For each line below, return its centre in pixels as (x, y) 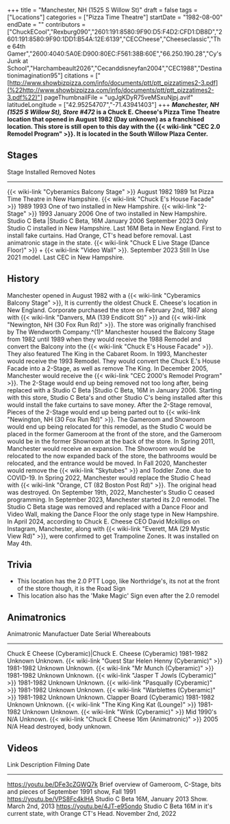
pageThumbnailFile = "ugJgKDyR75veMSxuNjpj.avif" (119, 97)
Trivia (20, 565)
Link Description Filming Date (49, 765)
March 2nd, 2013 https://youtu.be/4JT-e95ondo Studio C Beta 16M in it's (110, 806)
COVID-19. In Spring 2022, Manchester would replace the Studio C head (109, 478)
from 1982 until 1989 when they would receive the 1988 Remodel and (104, 339)
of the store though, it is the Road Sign (71, 589)
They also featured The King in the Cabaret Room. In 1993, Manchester (107, 353)
